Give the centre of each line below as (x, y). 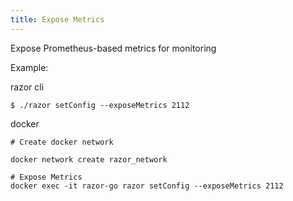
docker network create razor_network (89, 159)
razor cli (27, 87)
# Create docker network (62, 142)
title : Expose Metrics (57, 19)
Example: (29, 67)
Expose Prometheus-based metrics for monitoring (113, 48)
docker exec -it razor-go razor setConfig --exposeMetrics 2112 (147, 186)
